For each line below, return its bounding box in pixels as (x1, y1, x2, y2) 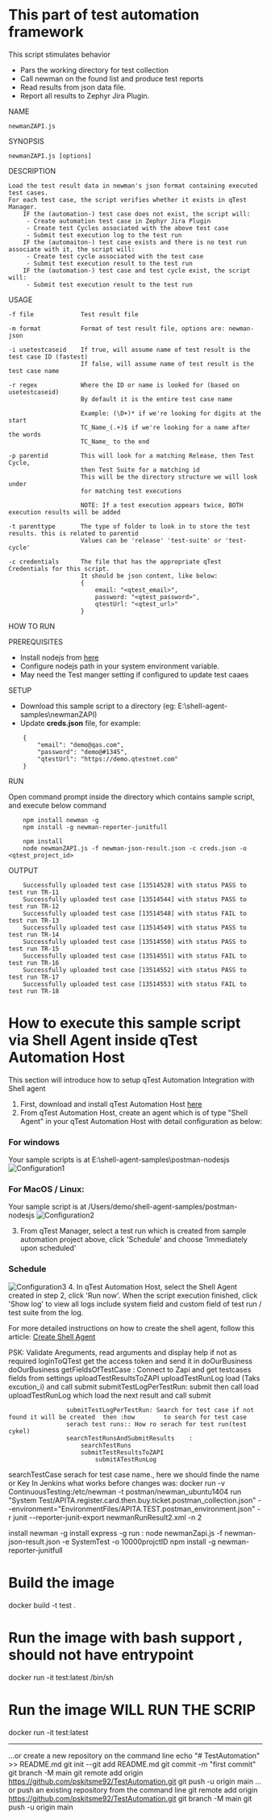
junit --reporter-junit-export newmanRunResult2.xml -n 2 (13, 1512, 202, 1522)
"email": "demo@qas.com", (37, 740, 125, 749)
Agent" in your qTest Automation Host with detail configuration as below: (19, 1116, 263, 1126)
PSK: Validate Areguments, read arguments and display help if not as (8, 1347, 237, 1357)
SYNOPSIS (8, 136, 44, 146)
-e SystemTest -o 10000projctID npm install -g (61, 1537, 216, 1546)
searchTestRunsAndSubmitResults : (65, 1434, 194, 1442)
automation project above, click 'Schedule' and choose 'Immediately (19, 1235, 248, 1244)
